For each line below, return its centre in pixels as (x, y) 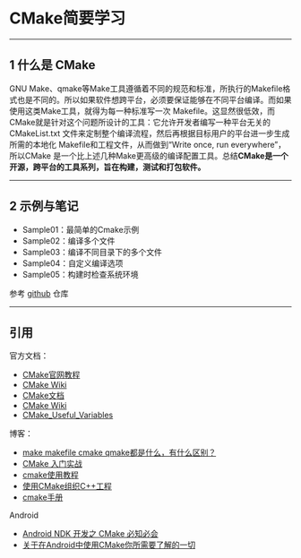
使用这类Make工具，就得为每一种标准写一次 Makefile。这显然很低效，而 (142, 111)
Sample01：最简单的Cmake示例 (81, 229)
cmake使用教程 (50, 475)
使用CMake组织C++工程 (67, 486)
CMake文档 (43, 396)
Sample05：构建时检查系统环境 (80, 274)
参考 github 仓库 (39, 293)
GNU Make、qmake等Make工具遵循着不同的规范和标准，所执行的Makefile (146, 88)
